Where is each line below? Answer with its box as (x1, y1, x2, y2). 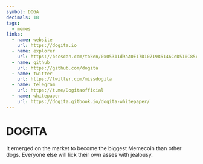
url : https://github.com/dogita (17, 65, 98, 71)
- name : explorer (11, 48, 56, 54)
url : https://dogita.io (17, 43, 77, 49)
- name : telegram (11, 82, 56, 88)
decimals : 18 (6, 14, 39, 20)
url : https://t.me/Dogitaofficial (17, 87, 104, 93)
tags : (6, 20, 20, 26)
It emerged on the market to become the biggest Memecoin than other (6, 144, 182, 151)
